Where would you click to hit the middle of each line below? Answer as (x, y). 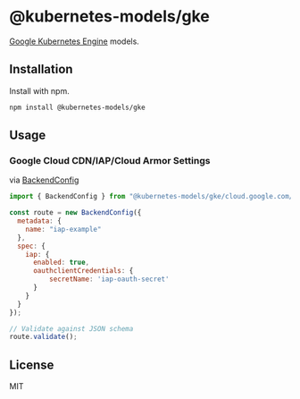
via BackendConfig (44, 180)
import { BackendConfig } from (67, 197)
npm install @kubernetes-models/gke (77, 107)
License (32, 365)
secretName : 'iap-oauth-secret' (109, 279)
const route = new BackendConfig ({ (75, 213)
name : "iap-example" (63, 229)
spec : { (32, 246)
